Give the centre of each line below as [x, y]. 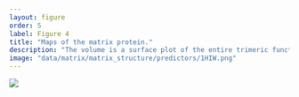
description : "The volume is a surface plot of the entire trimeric [139, 50]
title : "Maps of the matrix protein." [81, 42]
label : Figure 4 [39, 34]
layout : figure [37, 17]
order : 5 [25, 26]
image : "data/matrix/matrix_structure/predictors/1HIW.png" [123, 58]
